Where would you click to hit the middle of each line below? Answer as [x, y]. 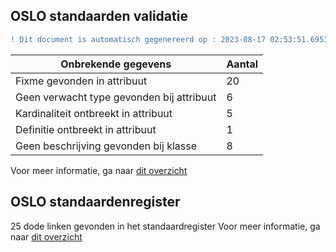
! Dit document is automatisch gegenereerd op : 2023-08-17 [138, 39]
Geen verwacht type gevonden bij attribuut [116, 97]
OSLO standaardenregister [95, 202]
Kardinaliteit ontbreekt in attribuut [94, 113]
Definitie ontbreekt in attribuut [86, 129]
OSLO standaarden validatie [99, 16]
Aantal [242, 64]
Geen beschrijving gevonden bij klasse [106, 146]
